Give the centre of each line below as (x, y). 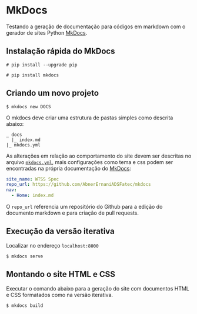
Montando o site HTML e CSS (61, 274)
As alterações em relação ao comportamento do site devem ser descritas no (99, 156)
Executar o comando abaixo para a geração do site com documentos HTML (98, 288)
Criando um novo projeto (52, 93)
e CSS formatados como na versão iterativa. (60, 295)
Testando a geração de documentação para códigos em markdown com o (96, 26)
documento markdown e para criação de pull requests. (73, 213)
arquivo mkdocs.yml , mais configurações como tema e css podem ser (90, 162)
